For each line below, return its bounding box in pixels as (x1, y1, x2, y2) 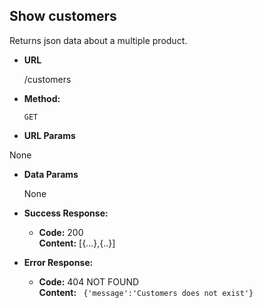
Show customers (9, 8, 117, 25)
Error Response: (23, 256, 94, 268)
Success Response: (23, 207, 109, 219)
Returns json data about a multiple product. (9, 34, 188, 46)
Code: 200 (38, 226, 84, 238)
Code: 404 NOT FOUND (38, 275, 140, 288)
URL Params (23, 129, 76, 141)
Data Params (23, 168, 79, 180)
